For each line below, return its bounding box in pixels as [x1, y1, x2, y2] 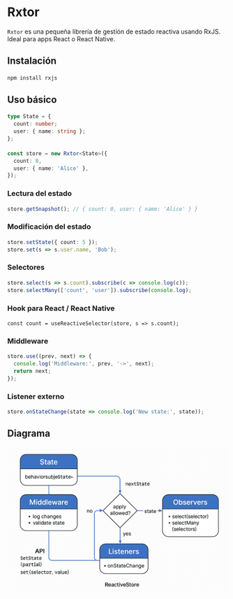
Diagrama [7, 428, 51, 440]
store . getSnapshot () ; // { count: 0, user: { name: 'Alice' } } [7, 205, 198, 212]
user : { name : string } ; [13, 128, 86, 135]
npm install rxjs [7, 74, 58, 81]
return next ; [13, 368, 52, 375]
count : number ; [13, 120, 58, 128]
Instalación [7, 55, 57, 67]
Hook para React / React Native [7, 303, 115, 313]
